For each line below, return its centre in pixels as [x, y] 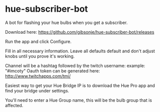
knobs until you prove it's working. [40, 56]
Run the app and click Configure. [39, 41]
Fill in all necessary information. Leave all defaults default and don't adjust [80, 51]
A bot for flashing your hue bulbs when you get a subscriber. [66, 22]
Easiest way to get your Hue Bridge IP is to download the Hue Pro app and [80, 85]
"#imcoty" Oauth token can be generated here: [53, 71]
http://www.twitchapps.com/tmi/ [38, 76]
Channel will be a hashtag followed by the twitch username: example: [75, 66]
